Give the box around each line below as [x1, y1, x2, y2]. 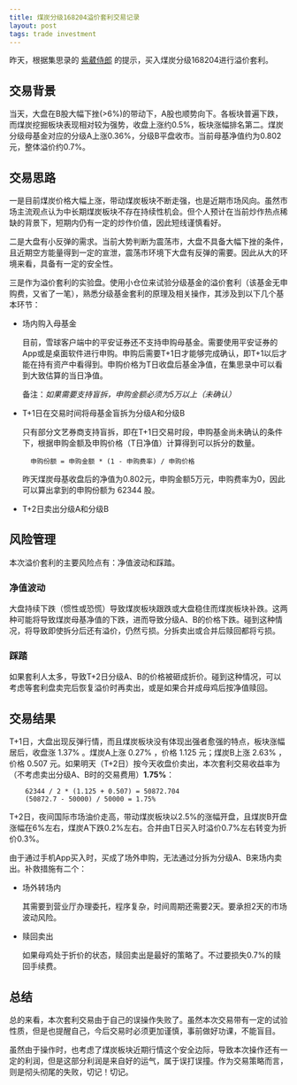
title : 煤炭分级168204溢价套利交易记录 [9, 12, 140, 22]
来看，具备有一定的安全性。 [16, 259, 118, 268]
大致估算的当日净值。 [29, 370, 108, 381]
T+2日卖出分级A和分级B [21, 504, 109, 514]
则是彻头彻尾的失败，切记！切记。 [9, 1066, 133, 1077]
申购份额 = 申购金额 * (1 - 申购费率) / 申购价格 [30, 457, 195, 466]
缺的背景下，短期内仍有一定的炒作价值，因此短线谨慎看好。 [9, 218, 226, 228]
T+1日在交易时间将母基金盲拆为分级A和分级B [21, 408, 186, 418]
